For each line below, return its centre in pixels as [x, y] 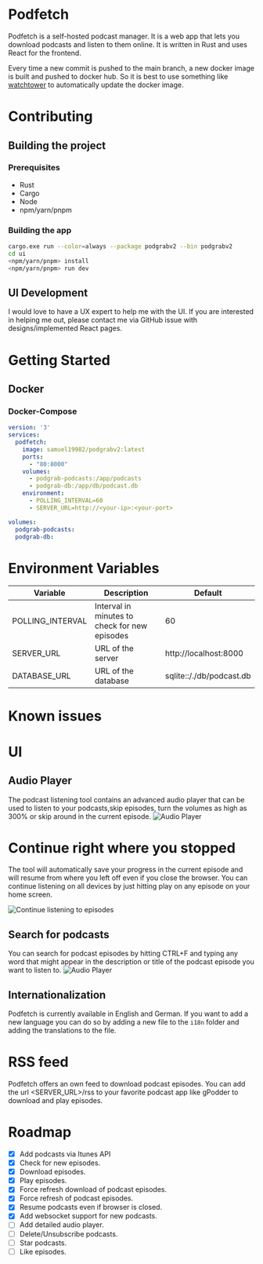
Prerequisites [34, 168]
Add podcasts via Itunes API [65, 1154]
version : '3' [29, 428]
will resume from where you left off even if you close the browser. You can [128, 878]
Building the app [40, 230]
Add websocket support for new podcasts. [88, 1216]
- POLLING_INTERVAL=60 [66, 501]
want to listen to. [35, 970]
